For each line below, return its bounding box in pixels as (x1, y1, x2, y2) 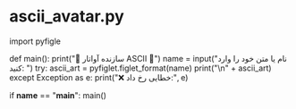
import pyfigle (9, 36, 61, 46)
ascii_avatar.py (9, 6, 125, 27)
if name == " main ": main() (9, 89, 107, 100)
